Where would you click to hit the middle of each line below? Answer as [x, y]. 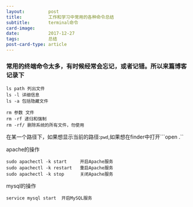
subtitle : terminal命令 [42, 22]
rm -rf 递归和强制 [26, 119]
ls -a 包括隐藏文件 [27, 101]
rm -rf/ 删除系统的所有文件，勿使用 [45, 125]
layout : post [33, 11]
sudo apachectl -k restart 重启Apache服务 [60, 168]
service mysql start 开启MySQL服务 [49, 198]
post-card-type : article [36, 45]
